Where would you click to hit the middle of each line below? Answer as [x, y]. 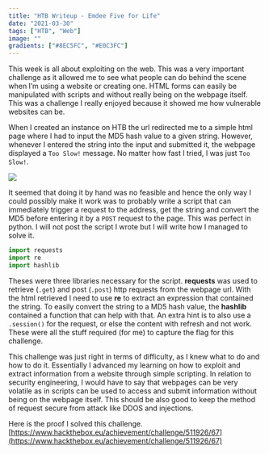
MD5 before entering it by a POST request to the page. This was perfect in [130, 218]
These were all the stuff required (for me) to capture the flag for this [121, 332]
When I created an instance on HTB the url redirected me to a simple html [130, 128]
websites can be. [37, 112]
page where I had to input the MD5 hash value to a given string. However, [130, 136]
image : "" [25, 38]
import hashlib [34, 265]
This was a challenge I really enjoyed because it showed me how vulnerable [134, 103]
